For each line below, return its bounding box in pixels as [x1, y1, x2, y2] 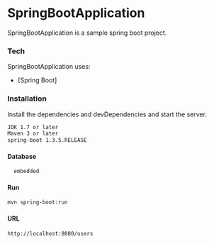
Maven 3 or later [7, 130, 59, 138]
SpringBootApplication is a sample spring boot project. [7, 28, 167, 37]
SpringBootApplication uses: [7, 62, 91, 71]
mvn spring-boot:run [7, 199, 69, 206]
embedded [13, 168, 40, 175]
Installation [7, 94, 47, 104]
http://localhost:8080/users [7, 230, 94, 237]
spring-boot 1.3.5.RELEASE [7, 137, 87, 144]
